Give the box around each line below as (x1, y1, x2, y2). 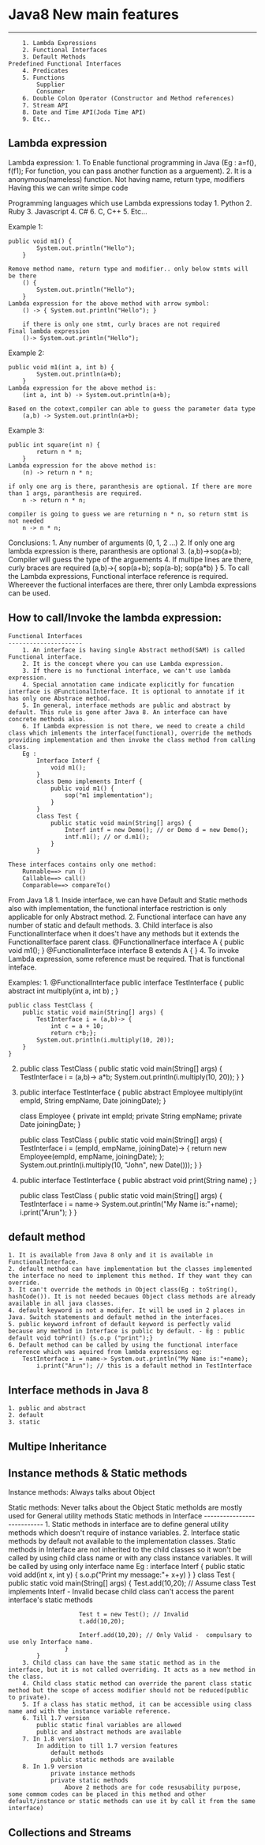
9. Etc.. (22, 115, 51, 123)
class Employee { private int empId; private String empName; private (19, 1111, 242, 1121)
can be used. (8, 588, 51, 598)
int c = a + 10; (50, 1022, 104, 1030)
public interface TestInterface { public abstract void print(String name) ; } (19, 1175, 257, 1185)
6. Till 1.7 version (22, 1715, 90, 1722)
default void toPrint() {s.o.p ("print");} (8, 1334, 154, 1342)
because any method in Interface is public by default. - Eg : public (8, 1327, 245, 1336)
